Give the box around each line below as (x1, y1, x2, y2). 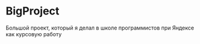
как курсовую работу (5, 30, 62, 37)
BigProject (5, 4, 60, 18)
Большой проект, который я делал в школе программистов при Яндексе (5, 24, 195, 31)
